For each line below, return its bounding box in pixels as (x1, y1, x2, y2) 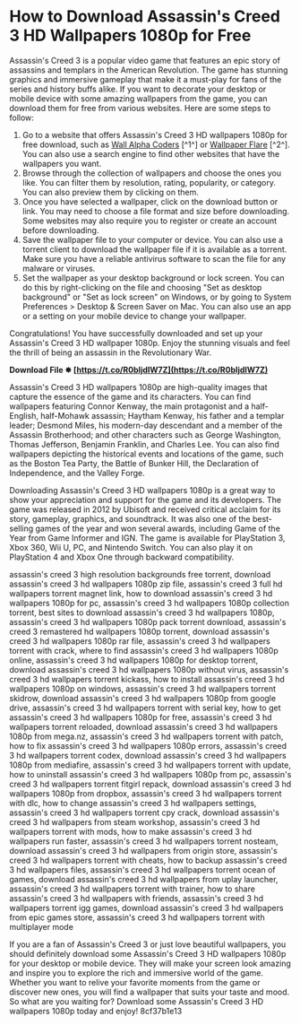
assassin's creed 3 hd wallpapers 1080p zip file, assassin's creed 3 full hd (9, 578, 283, 589)
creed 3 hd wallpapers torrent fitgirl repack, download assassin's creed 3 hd (9, 778, 292, 789)
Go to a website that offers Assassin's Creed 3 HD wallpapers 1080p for (21, 129, 288, 140)
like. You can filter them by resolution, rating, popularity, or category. (21, 177, 276, 187)
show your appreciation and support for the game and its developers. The (9, 494, 282, 505)
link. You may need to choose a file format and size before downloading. (21, 205, 290, 216)
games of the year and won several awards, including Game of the (35, 523, 280, 534)
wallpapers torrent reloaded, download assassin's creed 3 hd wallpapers (9, 721, 279, 732)
